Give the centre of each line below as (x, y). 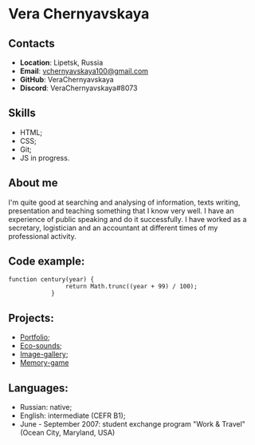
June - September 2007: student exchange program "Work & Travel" (132, 424)
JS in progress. (45, 157)
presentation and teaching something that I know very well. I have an (121, 211)
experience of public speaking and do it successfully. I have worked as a (127, 219)
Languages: (39, 388)
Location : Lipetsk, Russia (61, 62)
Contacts (32, 44)
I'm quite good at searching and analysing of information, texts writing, (124, 202)
